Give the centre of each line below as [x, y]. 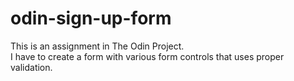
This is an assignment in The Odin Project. [97, 46]
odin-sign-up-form [91, 18]
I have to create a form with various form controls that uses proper [147, 56]
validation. [31, 67]
